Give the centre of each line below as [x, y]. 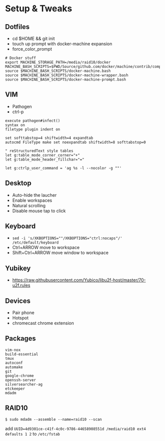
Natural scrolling [29, 205]
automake [14, 367]
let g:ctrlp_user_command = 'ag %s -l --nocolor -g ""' [63, 168]
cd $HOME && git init [33, 38]
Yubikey [18, 268]
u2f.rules [21, 285]
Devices [18, 301]
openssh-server [21, 380]
